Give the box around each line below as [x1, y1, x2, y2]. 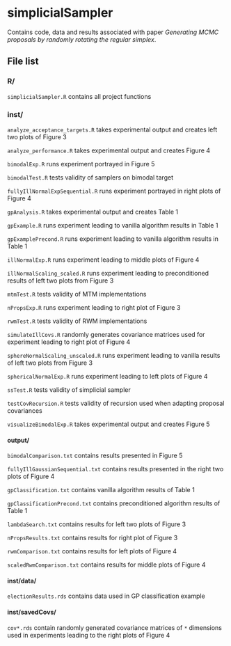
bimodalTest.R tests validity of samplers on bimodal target [7, 173, 174, 182]
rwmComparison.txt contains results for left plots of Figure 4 [7, 547, 177, 556]
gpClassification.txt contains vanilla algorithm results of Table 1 [7, 486, 195, 494]
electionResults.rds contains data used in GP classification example [7, 592, 205, 600]
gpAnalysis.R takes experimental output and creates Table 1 [7, 207, 179, 216]
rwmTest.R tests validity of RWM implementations [7, 317, 148, 325]
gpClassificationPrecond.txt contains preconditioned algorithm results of [7, 499, 221, 507]
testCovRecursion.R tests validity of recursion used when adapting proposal [7, 399, 225, 407]
